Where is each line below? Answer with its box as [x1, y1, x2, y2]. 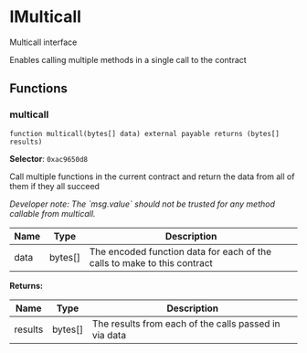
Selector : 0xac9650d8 [9, 153, 89, 164]
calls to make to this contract [89, 256, 213, 269]
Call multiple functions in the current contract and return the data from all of [9, 171, 295, 182]
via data [91, 328, 126, 341]
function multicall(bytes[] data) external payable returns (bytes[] [9, 129, 281, 138]
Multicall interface [9, 37, 78, 48]
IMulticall [9, 6, 82, 27]
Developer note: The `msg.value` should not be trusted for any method [9, 198, 276, 209]
